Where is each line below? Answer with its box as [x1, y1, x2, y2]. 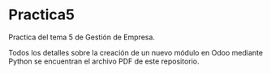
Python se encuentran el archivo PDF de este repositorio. [8, 56, 200, 66]
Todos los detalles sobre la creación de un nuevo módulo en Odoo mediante [8, 47, 264, 57]
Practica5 [8, 6, 75, 24]
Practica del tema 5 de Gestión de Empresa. [8, 32, 156, 42]
